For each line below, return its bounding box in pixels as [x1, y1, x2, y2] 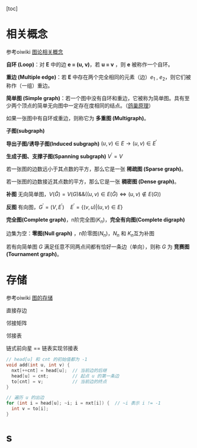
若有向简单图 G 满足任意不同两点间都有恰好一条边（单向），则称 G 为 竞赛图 [6, 243, 190, 251]
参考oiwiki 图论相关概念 [6, 48, 63, 55]
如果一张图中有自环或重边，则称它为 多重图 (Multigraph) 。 [6, 114, 150, 121]
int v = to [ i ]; [11, 406, 49, 412]
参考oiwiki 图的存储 [6, 295, 53, 302]
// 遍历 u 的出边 [6, 395, 44, 401]
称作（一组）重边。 [6, 82, 53, 89]
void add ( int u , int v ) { [6, 362, 70, 368]
